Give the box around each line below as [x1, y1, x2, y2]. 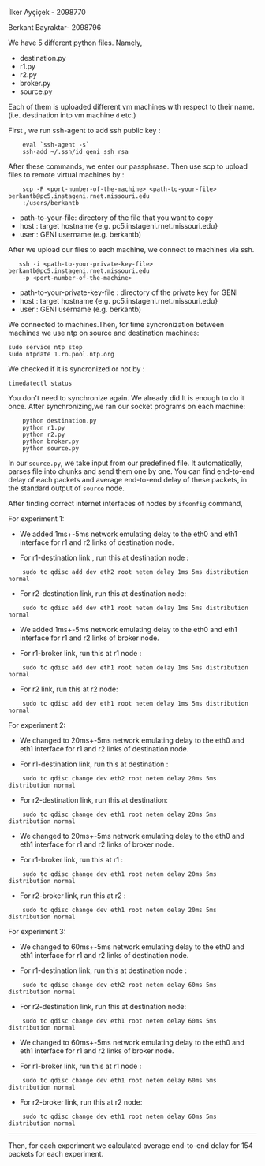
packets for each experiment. [8, 1149, 104, 1158]
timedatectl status [8, 379, 73, 387]
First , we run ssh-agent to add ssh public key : [8, 126, 161, 135]
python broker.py [22, 438, 80, 445]
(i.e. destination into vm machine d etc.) [8, 110, 136, 120]
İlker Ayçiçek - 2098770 [8, 8, 87, 17]
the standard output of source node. [8, 483, 125, 493]
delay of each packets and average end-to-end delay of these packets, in [8, 475, 248, 484]
